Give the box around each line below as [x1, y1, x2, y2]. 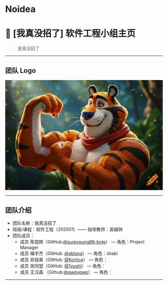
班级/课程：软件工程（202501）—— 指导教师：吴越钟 [12, 226, 123, 232]
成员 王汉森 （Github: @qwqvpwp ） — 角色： [19, 269, 113, 275]
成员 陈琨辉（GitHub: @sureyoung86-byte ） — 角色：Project [19, 239, 145, 245]
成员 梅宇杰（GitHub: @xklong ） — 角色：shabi [19, 250, 118, 256]
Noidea [5, 3, 36, 15]
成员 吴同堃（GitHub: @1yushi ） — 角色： [19, 263, 106, 269]
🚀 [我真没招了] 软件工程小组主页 [5, 28, 136, 39]
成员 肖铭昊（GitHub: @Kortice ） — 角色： [19, 256, 108, 263]
